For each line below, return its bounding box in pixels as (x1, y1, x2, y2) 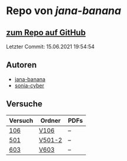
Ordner (40, 116, 61, 125)
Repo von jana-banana (6, 4, 122, 18)
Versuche (6, 99, 43, 109)
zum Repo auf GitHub (6, 28, 86, 38)
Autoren (6, 60, 37, 70)
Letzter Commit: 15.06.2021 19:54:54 (6, 43, 95, 50)
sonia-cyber (14, 82, 45, 89)
